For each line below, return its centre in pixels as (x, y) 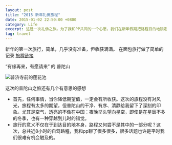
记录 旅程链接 (19, 55)
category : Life (21, 24)
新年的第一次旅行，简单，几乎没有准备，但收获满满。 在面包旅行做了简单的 (84, 49)
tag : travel (18, 34)
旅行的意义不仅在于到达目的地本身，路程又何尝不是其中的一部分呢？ (84, 125)
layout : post (19, 10)
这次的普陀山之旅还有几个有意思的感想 (46, 88)
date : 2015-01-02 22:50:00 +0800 (41, 19)
